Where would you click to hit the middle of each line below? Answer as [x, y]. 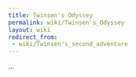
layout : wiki [29, 30]
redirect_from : [33, 37]
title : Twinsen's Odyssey [50, 15]
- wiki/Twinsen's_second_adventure [70, 44]
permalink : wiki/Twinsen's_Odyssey [66, 23]
